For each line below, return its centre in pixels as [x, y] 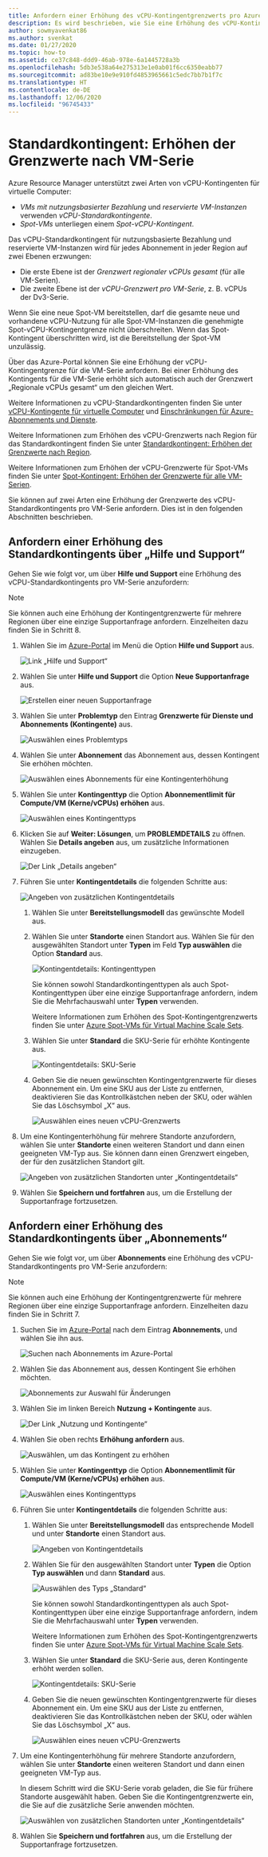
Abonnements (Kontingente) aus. [76, 724]
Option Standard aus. [67, 953]
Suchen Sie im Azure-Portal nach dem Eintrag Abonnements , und [128, 1329]
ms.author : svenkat [41, 38]
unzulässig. [27, 347]
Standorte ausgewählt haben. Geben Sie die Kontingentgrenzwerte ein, [136, 1796]
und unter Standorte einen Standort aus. [99, 1533]
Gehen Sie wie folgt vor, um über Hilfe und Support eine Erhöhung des [125, 573]
